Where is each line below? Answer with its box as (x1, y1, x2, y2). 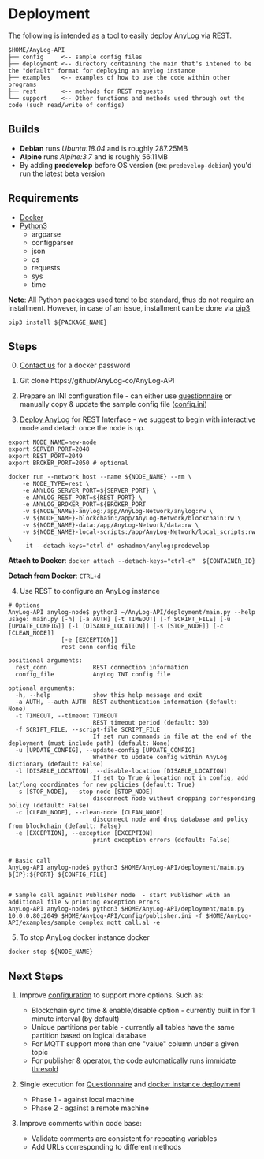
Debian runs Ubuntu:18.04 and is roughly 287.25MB (19, 143, 188, 153)
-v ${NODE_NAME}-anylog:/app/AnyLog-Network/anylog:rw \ (22, 508, 214, 516)
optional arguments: (8, 684, 76, 692)
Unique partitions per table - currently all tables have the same (31, 1023, 235, 1032)
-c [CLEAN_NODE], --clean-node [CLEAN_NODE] (15, 809, 164, 817)
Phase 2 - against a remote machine (31, 1103, 150, 1112)
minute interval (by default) (31, 1014, 120, 1023)
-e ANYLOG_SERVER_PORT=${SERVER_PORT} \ (22, 486, 157, 495)
